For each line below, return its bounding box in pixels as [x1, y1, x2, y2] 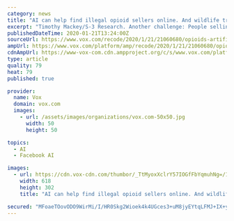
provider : [7, 88, 36, 95]
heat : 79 [7, 68, 33, 75]
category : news [7, 10, 52, 17]
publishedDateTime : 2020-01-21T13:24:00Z [7, 29, 130, 37]
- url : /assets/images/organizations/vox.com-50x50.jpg [19, 114, 186, 121]
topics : [7, 139, 30, 146]
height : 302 [19, 184, 54, 191]
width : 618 [19, 178, 52, 185]
